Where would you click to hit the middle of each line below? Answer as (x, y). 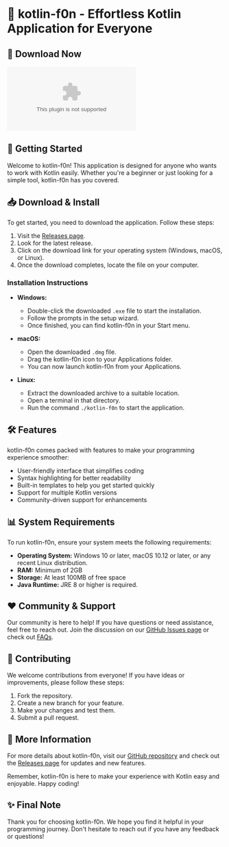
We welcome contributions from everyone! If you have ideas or (96, 676)
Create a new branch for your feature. (71, 703)
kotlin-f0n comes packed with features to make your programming (101, 450)
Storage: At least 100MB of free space (71, 577)
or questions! (26, 836)
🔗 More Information (49, 739)
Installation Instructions (48, 283)
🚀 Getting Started (45, 149)
